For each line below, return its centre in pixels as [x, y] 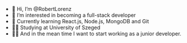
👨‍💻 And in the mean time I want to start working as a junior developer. [96, 34]
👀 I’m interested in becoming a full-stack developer [74, 15]
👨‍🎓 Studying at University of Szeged [56, 27]
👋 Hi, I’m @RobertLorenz [42, 9]
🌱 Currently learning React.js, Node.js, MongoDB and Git [80, 21]
